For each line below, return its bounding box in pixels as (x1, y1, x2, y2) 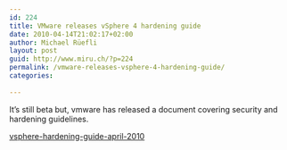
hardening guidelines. (9, 113, 89, 124)
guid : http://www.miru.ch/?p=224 (9, 54, 134, 63)
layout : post (9, 46, 58, 55)
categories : (9, 71, 53, 80)
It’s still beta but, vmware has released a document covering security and (9, 104, 278, 114)
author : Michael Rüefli (9, 37, 98, 47)
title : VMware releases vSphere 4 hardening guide (9, 21, 201, 30)
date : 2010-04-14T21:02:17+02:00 (9, 29, 134, 38)
